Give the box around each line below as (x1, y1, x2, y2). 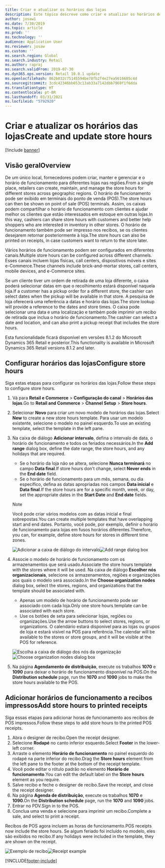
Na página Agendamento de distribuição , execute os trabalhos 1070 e (12, 664, 156, 670)
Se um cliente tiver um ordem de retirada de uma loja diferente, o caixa (5, 277, 149, 283)
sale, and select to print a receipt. (12, 813, 80, 819)
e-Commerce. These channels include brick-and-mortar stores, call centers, (5, 263, 159, 269)
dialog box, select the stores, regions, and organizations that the (12, 582, 142, 588)
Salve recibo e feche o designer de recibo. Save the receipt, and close (12, 782, 154, 788)
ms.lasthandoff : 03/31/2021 (5, 94, 63, 99)
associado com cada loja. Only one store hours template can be (19, 602, 147, 608)
